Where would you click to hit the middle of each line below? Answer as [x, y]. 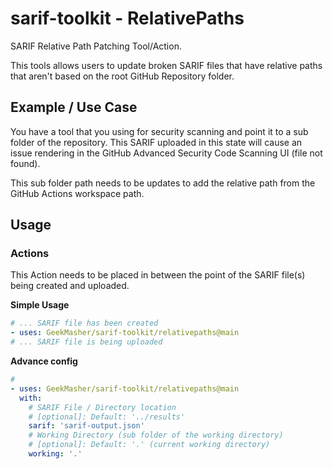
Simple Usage [40, 305]
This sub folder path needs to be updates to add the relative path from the [163, 183]
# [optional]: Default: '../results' [107, 417]
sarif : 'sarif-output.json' [86, 426]
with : [31, 398]
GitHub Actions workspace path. [77, 193]
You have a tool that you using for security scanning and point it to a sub [159, 131]
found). [25, 163]
